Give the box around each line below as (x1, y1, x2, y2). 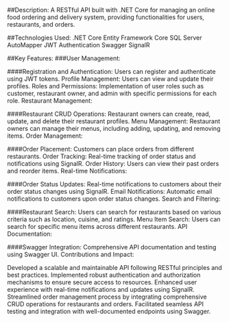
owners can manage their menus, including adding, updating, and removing (7, 125, 221, 132)
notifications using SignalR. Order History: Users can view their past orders (7, 160, 219, 167)
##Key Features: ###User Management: (7, 54, 121, 62)
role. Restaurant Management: (7, 97, 93, 105)
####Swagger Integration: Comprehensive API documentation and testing (7, 243, 217, 251)
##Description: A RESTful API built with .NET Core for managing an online (7, 6, 215, 14)
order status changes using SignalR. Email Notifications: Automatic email (7, 188, 213, 195)
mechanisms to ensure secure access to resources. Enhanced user (7, 278, 197, 286)
